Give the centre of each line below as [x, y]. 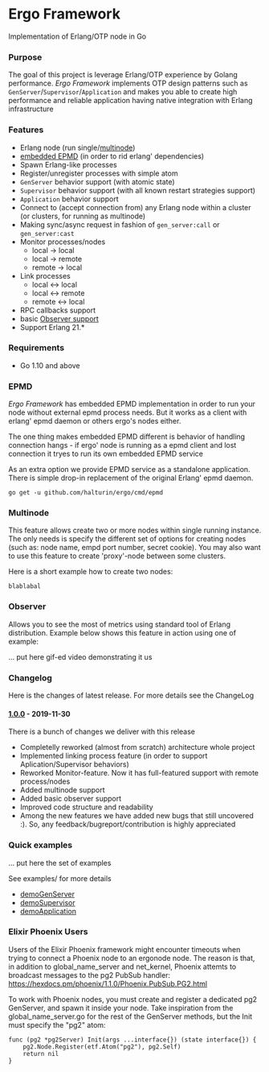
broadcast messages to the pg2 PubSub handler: [90, 975]
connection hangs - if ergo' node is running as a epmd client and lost [122, 445]
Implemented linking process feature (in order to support [114, 756]
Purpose [25, 57]
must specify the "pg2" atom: [57, 1024]
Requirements [37, 348]
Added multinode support [62, 790]
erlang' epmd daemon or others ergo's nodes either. [95, 421]
